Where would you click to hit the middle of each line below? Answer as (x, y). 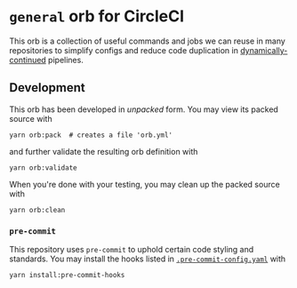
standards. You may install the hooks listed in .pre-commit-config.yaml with (148, 259)
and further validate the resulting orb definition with (104, 151)
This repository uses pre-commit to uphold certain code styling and (132, 250)
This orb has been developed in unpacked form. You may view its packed (144, 109)
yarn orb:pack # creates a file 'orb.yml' (91, 135)
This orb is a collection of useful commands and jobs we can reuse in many (148, 41)
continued (28, 60)
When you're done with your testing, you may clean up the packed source (144, 184)
